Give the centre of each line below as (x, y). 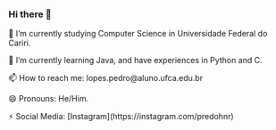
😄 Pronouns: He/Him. (49, 99)
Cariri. (20, 43)
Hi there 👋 (30, 14)
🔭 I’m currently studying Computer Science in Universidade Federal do (138, 34)
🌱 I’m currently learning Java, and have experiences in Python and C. (135, 61)
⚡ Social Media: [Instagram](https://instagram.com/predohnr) (121, 117)
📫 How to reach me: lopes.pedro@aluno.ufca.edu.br (105, 78)
